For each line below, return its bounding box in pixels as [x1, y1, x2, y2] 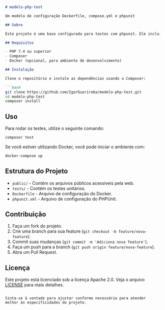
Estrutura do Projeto [5, 167, 68, 175]
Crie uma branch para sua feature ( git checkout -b [12, 228, 116, 234]
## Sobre [5, 22, 23, 27]
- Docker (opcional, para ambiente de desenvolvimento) [5, 58, 122, 64]
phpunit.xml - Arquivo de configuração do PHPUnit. [12, 196, 117, 202]
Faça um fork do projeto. [12, 223, 62, 229]
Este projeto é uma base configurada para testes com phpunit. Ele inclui [5, 31, 162, 36]
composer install [5, 99, 41, 103]
